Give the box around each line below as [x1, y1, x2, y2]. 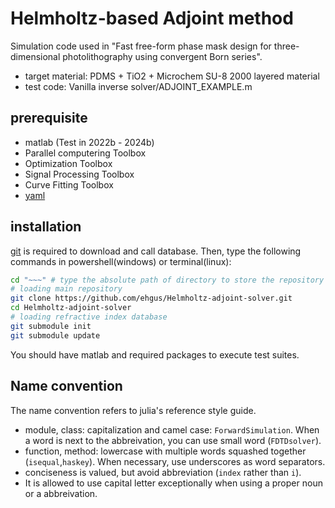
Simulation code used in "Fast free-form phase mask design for [10, 40, 272, 52]
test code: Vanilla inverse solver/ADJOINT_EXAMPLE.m [24, 80, 253, 92]
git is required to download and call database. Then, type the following [10, 245, 302, 257]
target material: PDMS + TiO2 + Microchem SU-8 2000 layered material [24, 70, 320, 82]
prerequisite [10, 110, 88, 127]
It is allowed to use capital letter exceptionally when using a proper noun [24, 477, 323, 489]
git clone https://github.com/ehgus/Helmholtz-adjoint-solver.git [10, 293, 293, 304]
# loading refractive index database [10, 312, 168, 322]
